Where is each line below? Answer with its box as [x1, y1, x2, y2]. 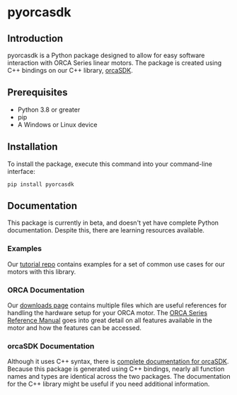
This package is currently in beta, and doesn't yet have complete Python [7, 218, 219, 227]
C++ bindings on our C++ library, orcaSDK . [7, 66, 133, 74]
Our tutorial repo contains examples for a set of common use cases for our [7, 259, 225, 269]
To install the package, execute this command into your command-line [7, 160, 212, 168]
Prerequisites [7, 86, 68, 99]
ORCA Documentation [7, 285, 85, 295]
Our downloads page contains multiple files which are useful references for [7, 301, 227, 309]
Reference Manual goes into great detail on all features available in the [7, 316, 213, 325]
